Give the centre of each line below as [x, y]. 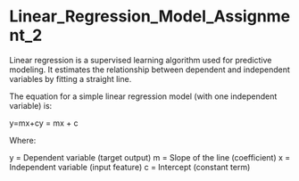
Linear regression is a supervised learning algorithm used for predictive [141, 60]
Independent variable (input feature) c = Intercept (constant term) [130, 167]
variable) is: [31, 105]
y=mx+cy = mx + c [44, 123]
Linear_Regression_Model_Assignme [150, 16]
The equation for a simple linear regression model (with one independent [143, 96]
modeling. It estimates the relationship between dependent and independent [149, 70]
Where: [23, 140]
